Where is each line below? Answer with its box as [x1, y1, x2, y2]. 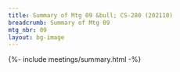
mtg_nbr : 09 [8, 26, 47, 34]
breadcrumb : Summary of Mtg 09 [8, 19, 110, 27]
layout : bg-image [8, 33, 65, 41]
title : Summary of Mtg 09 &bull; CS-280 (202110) [8, 11, 174, 20]
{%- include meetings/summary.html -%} [8, 55, 142, 64]
